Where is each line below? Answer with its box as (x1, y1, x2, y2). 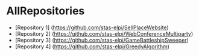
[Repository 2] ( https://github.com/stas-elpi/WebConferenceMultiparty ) (14, 30, 194, 37)
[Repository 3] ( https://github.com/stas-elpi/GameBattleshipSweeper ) (14, 36, 189, 43)
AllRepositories (6, 4, 85, 18)
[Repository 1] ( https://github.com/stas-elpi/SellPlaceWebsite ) (14, 24, 169, 31)
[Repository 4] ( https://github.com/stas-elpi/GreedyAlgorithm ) (14, 43, 170, 50)
